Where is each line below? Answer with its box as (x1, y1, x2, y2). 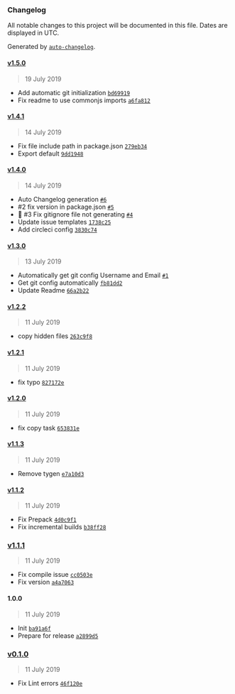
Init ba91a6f (17, 624, 51, 632)
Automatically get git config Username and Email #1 (17, 271, 169, 280)
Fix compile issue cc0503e (17, 570, 93, 579)
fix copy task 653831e (17, 423, 80, 432)
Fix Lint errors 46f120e (17, 678, 83, 687)
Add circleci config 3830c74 (17, 225, 97, 234)
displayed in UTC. (7, 28, 60, 37)
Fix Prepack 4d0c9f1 (17, 515, 77, 524)
